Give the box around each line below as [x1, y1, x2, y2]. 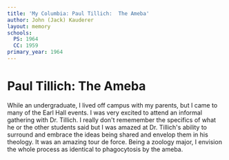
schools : [7, 29, 32, 37]
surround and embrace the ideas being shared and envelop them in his [7, 130, 208, 139]
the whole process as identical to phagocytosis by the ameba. [7, 145, 183, 153]
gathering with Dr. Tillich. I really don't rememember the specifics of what [7, 115, 216, 124]
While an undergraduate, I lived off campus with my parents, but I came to [7, 101, 218, 109]
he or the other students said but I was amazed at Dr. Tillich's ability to [7, 123, 207, 131]
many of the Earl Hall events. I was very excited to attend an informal [7, 108, 202, 117]
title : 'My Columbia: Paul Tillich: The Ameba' [7, 10, 150, 17]
